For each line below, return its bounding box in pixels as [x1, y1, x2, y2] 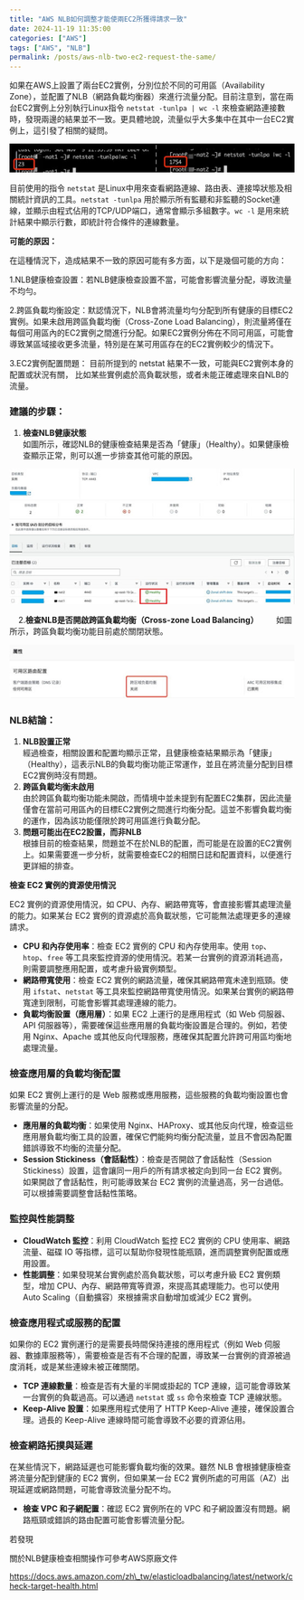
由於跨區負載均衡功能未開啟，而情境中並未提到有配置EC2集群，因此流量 [22, 792, 292, 804]
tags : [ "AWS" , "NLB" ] [9, 43, 91, 52]
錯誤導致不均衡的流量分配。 [22, 1142, 127, 1153]
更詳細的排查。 [22, 860, 79, 872]
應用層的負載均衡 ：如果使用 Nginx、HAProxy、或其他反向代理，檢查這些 [22, 1120, 294, 1131]
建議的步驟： [9, 405, 66, 418]
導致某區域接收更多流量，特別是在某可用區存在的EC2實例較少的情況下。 [9, 338, 279, 349]
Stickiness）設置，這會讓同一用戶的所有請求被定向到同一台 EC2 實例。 [22, 1165, 288, 1176]
